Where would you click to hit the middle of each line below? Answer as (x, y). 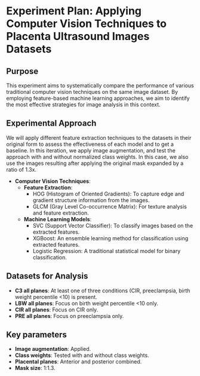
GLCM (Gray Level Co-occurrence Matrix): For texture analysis (110, 206)
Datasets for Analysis (47, 276)
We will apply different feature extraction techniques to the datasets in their (99, 137)
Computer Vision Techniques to (87, 24)
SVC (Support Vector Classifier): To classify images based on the (113, 225)
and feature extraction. (61, 213)
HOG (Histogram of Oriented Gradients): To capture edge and (108, 194)
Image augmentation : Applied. (53, 349)
